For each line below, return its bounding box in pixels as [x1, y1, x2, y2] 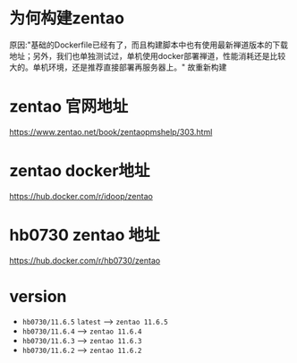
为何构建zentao [9, 8, 125, 29]
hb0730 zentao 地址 [9, 225, 160, 245]
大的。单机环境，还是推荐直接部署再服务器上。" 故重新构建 [9, 62, 227, 72]
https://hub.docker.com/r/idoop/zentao [9, 190, 154, 201]
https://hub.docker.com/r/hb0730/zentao [9, 255, 161, 266]
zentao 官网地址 [9, 97, 129, 117]
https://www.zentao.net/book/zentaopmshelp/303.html [9, 126, 213, 137]
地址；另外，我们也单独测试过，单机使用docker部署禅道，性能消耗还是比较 [9, 50, 286, 61]
